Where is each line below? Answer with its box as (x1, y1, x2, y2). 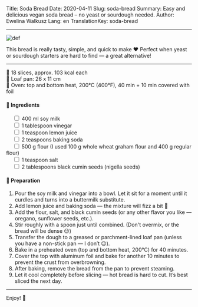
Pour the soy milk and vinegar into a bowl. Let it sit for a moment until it (14, 190, 187, 197)
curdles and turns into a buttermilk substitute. (14, 196, 126, 203)
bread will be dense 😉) (14, 227, 72, 235)
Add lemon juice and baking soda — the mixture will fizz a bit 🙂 (14, 203, 168, 210)
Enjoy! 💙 (6, 295, 27, 302)
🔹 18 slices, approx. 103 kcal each (6, 69, 88, 76)
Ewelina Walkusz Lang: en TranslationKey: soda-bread (6, 18, 138, 24)
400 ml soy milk (21, 115, 61, 123)
